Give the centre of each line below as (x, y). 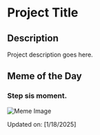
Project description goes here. (50, 54)
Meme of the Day (44, 76)
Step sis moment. (37, 96)
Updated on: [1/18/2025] (42, 124)
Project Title (43, 13)
